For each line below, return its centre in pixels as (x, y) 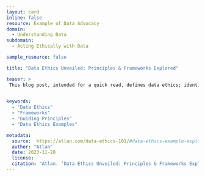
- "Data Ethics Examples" (45, 124)
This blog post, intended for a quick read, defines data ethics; (95, 85)
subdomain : (20, 40)
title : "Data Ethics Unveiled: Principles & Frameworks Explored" (92, 68)
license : (23, 158)
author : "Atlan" (32, 147)
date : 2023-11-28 (34, 152)
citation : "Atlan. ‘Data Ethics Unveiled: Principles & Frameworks (99, 164)
